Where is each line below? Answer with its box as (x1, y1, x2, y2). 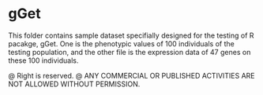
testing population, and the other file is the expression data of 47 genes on (8, 47, 251, 57)
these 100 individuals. (8, 56, 79, 65)
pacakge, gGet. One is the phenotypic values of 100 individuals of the (8, 38, 235, 48)
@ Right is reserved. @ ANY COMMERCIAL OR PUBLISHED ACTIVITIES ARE (8, 71, 255, 80)
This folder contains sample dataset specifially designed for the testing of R (8, 31, 254, 40)
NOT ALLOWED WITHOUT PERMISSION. (8, 79, 141, 89)
